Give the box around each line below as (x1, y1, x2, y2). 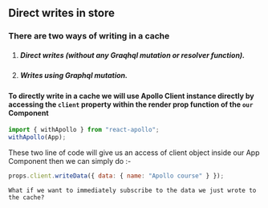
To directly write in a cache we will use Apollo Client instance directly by (8, 91, 254, 100)
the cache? (8, 193, 45, 202)
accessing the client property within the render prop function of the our (8, 100, 254, 109)
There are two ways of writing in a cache (8, 31, 170, 42)
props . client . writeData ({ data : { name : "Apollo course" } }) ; (8, 172, 225, 180)
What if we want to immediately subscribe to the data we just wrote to (8, 186, 257, 194)
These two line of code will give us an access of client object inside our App (8, 148, 260, 157)
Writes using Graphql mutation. (19, 71, 128, 80)
